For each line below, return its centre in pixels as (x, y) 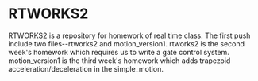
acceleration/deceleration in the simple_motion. (86, 68)
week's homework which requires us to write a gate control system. (119, 52)
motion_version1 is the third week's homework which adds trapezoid (119, 61)
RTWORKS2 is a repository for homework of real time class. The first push (129, 35)
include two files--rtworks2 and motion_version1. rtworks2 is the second (126, 43)
